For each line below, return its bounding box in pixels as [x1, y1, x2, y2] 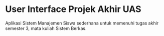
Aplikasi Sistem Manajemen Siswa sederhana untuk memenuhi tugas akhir [5, 20, 159, 26]
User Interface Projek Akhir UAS [5, 3, 141, 15]
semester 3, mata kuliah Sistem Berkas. [5, 25, 87, 31]
